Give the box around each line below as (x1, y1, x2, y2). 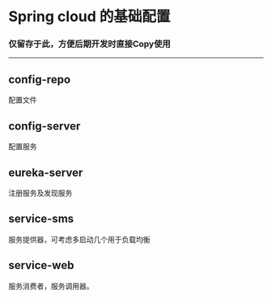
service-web (8, 258, 74, 272)
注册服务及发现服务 (8, 188, 73, 198)
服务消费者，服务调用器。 (8, 281, 94, 291)
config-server (8, 119, 81, 133)
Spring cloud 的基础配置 (8, 7, 171, 26)
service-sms (8, 212, 74, 226)
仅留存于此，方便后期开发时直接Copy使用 (8, 38, 172, 49)
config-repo (8, 72, 71, 86)
